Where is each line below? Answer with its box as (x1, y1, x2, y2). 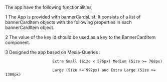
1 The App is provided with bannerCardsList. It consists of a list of (5, 14, 141, 19)
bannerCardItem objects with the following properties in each (5, 19, 132, 25)
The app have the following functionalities (5, 4, 92, 10)
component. (5, 39, 30, 45)
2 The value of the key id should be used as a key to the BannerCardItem (5, 34, 156, 40)
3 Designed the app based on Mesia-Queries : (5, 49, 101, 55)
